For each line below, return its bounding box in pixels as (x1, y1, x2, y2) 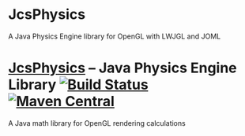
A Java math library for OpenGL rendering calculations (8, 118, 186, 127)
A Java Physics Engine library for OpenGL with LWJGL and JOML (8, 31, 221, 41)
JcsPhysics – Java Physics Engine (8, 59, 237, 77)
